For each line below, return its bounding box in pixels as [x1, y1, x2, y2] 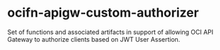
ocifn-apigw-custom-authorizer [7, 5, 199, 21]
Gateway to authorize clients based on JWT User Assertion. [7, 35, 181, 43]
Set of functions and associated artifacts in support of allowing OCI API [7, 28, 214, 36]
